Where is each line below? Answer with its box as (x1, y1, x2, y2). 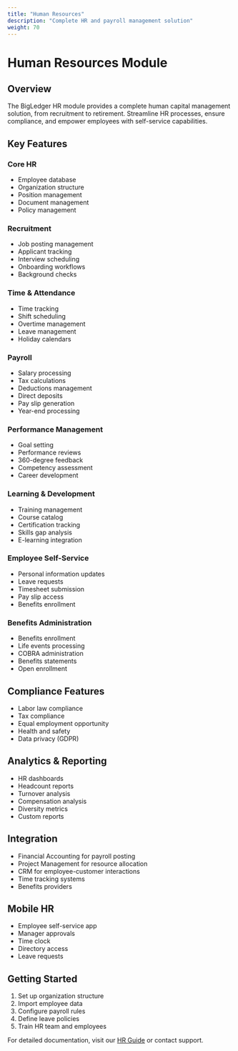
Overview (7, 83, 52, 95)
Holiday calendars (17, 334, 71, 343)
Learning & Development (7, 489, 95, 499)
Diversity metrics (17, 805, 68, 813)
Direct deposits (17, 391, 63, 400)
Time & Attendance (7, 288, 76, 298)
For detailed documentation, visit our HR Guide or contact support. (7, 1036, 204, 1045)
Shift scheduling (17, 312, 66, 320)
